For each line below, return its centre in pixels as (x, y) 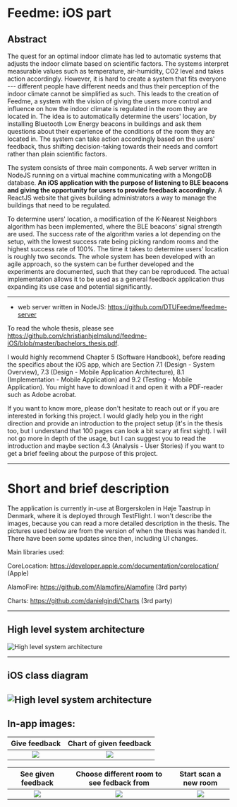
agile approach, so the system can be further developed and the (101, 264)
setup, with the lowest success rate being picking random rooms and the (113, 241)
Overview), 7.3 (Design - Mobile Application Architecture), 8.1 (96, 372)
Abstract (27, 39)
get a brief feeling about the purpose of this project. (83, 453)
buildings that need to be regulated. (59, 205)
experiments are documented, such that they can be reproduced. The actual (118, 271)
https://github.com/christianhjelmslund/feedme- (77, 336)
